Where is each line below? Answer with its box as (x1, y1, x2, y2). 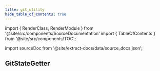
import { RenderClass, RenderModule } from (5, 25, 94, 31)
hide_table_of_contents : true (5, 12, 67, 17)
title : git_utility (5, 7, 45, 12)
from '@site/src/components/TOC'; (5, 35, 76, 42)
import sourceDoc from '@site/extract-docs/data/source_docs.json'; (5, 45, 143, 51)
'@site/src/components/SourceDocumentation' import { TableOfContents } (5, 30, 156, 36)
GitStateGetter (5, 59, 50, 68)
